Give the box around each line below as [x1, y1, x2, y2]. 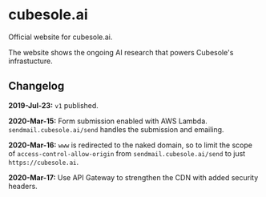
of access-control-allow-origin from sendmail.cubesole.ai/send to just [8, 148, 246, 158]
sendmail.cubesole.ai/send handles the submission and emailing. [8, 124, 224, 134]
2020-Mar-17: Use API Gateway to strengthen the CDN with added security [8, 172, 259, 182]
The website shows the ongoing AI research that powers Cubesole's [8, 47, 234, 57]
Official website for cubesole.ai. [8, 32, 113, 42]
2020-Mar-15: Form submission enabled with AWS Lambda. [8, 116, 208, 126]
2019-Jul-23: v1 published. [8, 100, 99, 110]
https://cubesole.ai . [8, 157, 79, 167]
